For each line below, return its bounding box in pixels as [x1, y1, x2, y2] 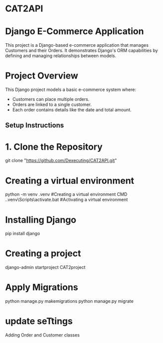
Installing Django [5, 214, 77, 225]
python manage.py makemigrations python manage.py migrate [5, 298, 134, 304]
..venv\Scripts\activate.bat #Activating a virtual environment [5, 197, 128, 203]
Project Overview [5, 70, 79, 82]
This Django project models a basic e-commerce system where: [5, 86, 137, 92]
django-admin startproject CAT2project [5, 264, 85, 270]
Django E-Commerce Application [5, 26, 144, 37]
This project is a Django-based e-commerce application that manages [5, 42, 149, 48]
